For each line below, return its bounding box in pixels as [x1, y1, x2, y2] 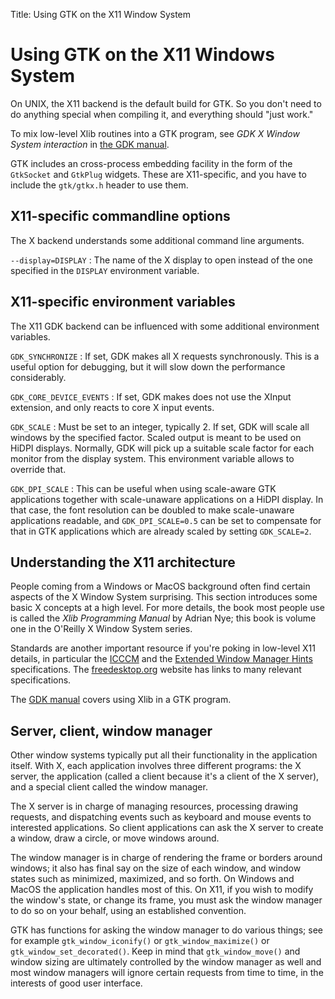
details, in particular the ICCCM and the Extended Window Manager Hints [10, 653, 313, 665]
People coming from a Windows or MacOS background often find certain [10, 580, 311, 593]
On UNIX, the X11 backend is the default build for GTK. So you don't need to [10, 97, 322, 109]
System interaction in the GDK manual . [10, 138, 170, 150]
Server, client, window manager [10, 722, 213, 739]
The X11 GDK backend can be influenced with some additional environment [10, 320, 320, 332]
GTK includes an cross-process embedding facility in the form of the [10, 157, 293, 169]
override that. [10, 463, 67, 475]
